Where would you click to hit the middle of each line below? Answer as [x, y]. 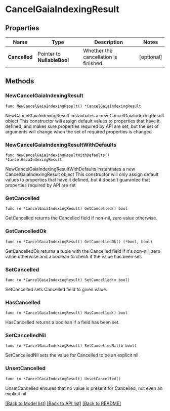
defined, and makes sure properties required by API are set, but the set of [82, 126]
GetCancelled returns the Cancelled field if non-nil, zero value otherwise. [81, 218]
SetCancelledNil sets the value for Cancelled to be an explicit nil [72, 355]
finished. [93, 63]
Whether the [98, 51]
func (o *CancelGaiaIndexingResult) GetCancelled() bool [67, 209]
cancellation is [100, 57]
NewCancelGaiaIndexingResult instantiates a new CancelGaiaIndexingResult [85, 115]
